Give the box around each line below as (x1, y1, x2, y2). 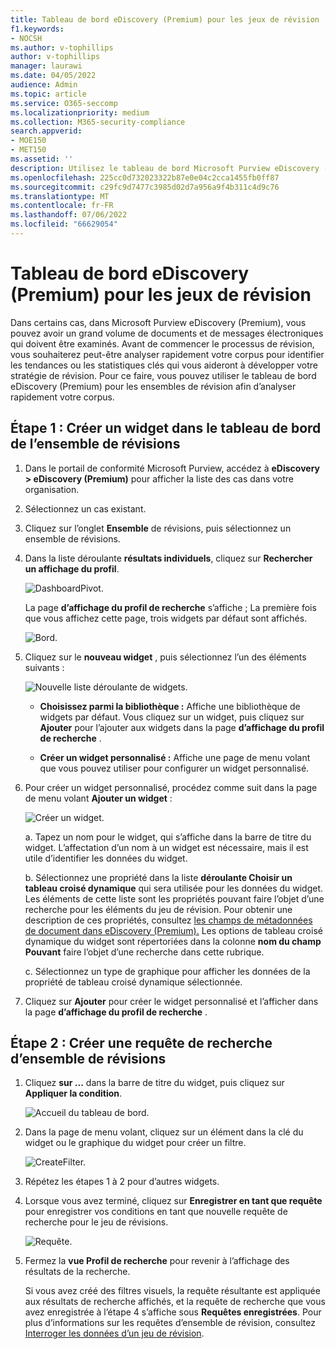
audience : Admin (10, 80, 78, 90)
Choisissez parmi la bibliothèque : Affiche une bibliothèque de (39, 700, 301, 712)
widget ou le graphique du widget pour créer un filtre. (24, 1137, 247, 1149)
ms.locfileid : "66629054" (10, 219, 118, 230)
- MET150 (10, 145, 47, 155)
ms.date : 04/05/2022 (10, 71, 97, 81)
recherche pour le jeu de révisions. (24, 1216, 169, 1228)
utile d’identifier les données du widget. (24, 852, 188, 864)
